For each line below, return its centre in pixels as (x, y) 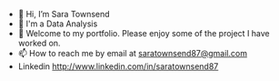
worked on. (39, 43)
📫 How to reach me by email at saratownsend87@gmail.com (133, 53)
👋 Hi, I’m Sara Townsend (64, 14)
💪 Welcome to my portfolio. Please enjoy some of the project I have (144, 33)
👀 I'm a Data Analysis (58, 24)
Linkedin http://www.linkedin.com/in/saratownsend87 (118, 66)
